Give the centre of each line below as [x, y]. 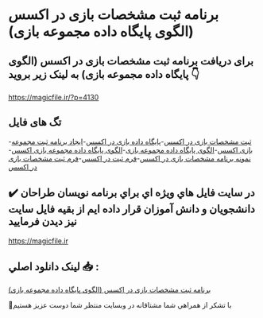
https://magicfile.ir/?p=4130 [54, 97]
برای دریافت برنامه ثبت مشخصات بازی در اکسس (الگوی [131, 61]
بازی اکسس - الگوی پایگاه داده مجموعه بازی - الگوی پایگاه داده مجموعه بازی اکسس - [130, 149]
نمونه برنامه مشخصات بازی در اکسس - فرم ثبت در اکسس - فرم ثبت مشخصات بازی [130, 158]
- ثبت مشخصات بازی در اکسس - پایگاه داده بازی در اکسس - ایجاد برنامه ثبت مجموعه [130, 142]
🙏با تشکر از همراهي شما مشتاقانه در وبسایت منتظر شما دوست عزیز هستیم [120, 305]
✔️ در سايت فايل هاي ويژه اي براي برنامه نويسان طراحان [132, 193]
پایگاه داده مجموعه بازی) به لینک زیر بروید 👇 [104, 74]
